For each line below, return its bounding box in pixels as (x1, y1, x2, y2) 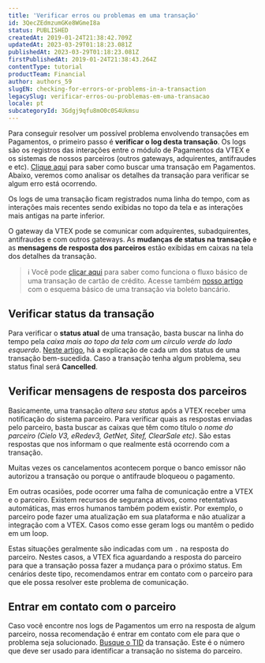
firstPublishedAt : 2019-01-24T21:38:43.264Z (8, 56, 157, 64)
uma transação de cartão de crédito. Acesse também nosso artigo (27, 276, 243, 285)
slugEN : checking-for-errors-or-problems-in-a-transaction (8, 84, 207, 93)
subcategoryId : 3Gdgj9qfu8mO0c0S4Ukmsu (8, 107, 140, 115)
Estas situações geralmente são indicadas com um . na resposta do (8, 544, 230, 553)
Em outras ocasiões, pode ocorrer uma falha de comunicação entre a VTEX (8, 486, 254, 496)
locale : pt (8, 99, 44, 107)
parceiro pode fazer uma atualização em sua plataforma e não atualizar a (8, 511, 246, 521)
